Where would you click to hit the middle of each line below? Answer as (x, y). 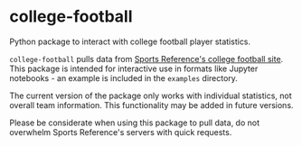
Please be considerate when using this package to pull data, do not (135, 123)
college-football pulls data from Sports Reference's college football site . (146, 59)
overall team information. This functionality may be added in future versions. (151, 105)
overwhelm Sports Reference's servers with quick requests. (121, 132)
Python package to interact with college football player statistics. (130, 41)
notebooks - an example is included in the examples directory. (123, 78)
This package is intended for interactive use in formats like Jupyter (134, 68)
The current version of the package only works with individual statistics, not (151, 96)
